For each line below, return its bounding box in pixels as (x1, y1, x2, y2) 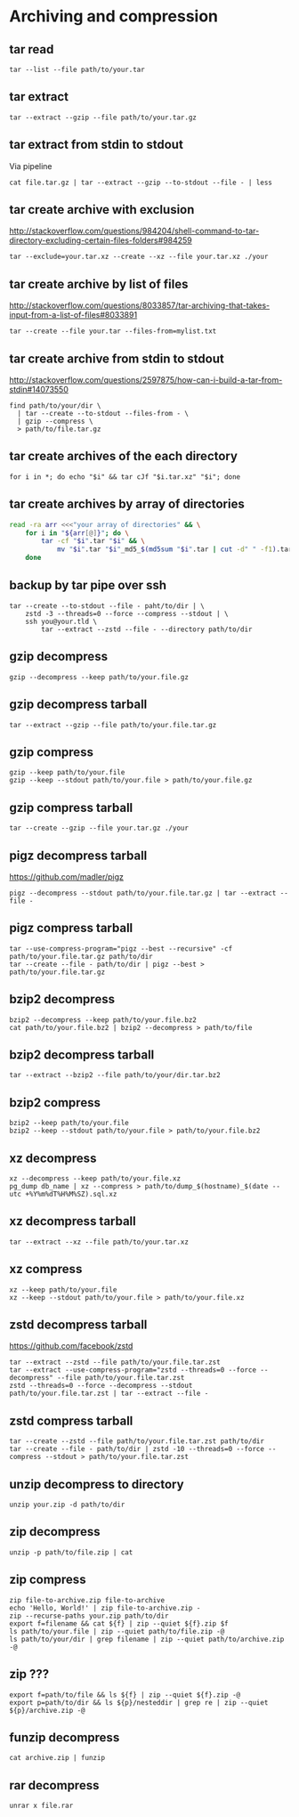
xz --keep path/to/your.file (9, 1285, 117, 1294)
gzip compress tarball (9, 799, 133, 815)
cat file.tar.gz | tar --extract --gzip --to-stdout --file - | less (9, 178, 273, 187)
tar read (9, 42, 54, 57)
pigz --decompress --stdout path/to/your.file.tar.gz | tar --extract (9, 888, 277, 897)
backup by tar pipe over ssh (9, 578, 167, 593)
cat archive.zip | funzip (9, 1754, 105, 1763)
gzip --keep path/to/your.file (9, 768, 125, 777)
